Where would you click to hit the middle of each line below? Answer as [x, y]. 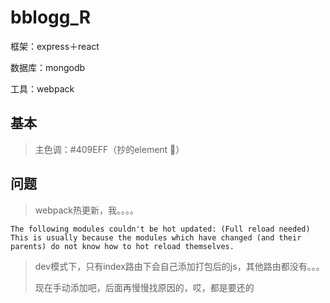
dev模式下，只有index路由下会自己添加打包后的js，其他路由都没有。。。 [179, 266]
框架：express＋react [55, 46]
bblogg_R [51, 17]
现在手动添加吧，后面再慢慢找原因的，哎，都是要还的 [144, 287]
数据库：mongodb [48, 67]
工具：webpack [42, 88]
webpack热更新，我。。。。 [86, 210]
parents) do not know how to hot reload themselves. [122, 246]
